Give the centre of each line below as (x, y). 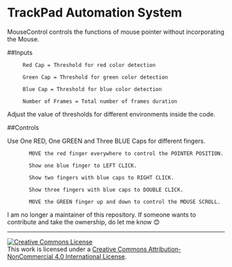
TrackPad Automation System (95, 13)
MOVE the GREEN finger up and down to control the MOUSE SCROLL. (125, 201)
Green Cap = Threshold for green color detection (95, 77)
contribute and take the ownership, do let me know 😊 (84, 221)
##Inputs (20, 52)
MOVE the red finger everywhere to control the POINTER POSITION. (126, 153)
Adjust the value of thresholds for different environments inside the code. (111, 114)
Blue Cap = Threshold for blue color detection (92, 89)
